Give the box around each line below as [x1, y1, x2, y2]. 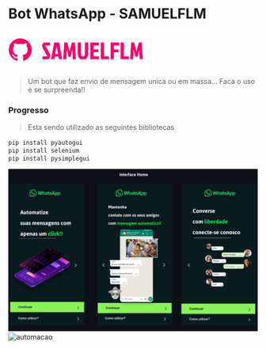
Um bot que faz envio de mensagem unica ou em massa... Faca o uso [27, 76, 256, 85]
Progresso [8, 104, 49, 116]
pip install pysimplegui [8, 155, 90, 163]
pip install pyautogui [8, 139, 83, 147]
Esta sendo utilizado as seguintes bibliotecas [27, 123, 175, 132]
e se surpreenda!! [27, 85, 85, 94]
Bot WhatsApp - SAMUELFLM [8, 5, 207, 23]
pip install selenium [8, 147, 80, 155]
